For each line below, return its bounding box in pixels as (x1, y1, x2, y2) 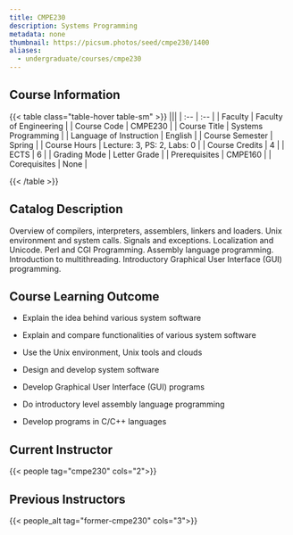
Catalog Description (9, 202, 123, 217)
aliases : (9, 46, 42, 55)
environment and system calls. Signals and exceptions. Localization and (9, 235, 274, 245)
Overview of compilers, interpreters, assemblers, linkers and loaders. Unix (9, 225, 283, 236)
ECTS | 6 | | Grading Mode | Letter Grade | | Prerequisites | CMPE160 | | (9, 149, 272, 160)
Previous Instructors (9, 491, 126, 506)
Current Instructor (9, 442, 113, 457)
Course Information (9, 87, 121, 103)
